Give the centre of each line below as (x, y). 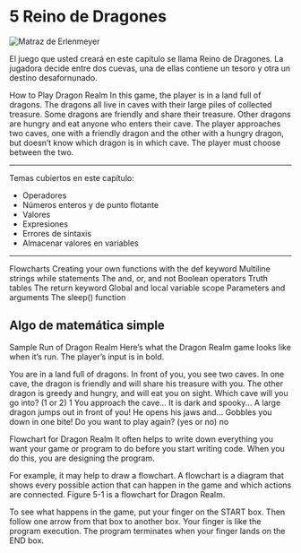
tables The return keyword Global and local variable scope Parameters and (147, 288)
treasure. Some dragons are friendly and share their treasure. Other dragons (150, 114)
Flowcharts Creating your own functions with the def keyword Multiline (140, 268)
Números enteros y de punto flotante (90, 204)
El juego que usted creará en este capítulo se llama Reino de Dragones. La (146, 58)
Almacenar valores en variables (80, 243)
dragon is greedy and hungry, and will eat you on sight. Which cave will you (149, 393)
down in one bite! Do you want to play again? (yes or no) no (119, 421)
